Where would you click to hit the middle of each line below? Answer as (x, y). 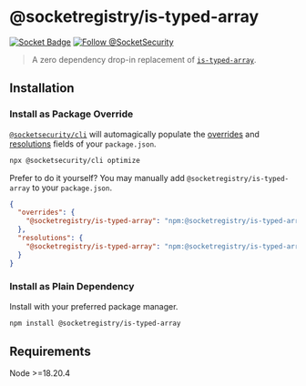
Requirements (50, 352)
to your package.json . (71, 188)
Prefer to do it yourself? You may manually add (97, 178)
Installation (42, 88)
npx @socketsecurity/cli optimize (75, 160)
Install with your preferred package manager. (94, 306)
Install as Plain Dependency (72, 287)
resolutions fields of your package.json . (83, 144)
